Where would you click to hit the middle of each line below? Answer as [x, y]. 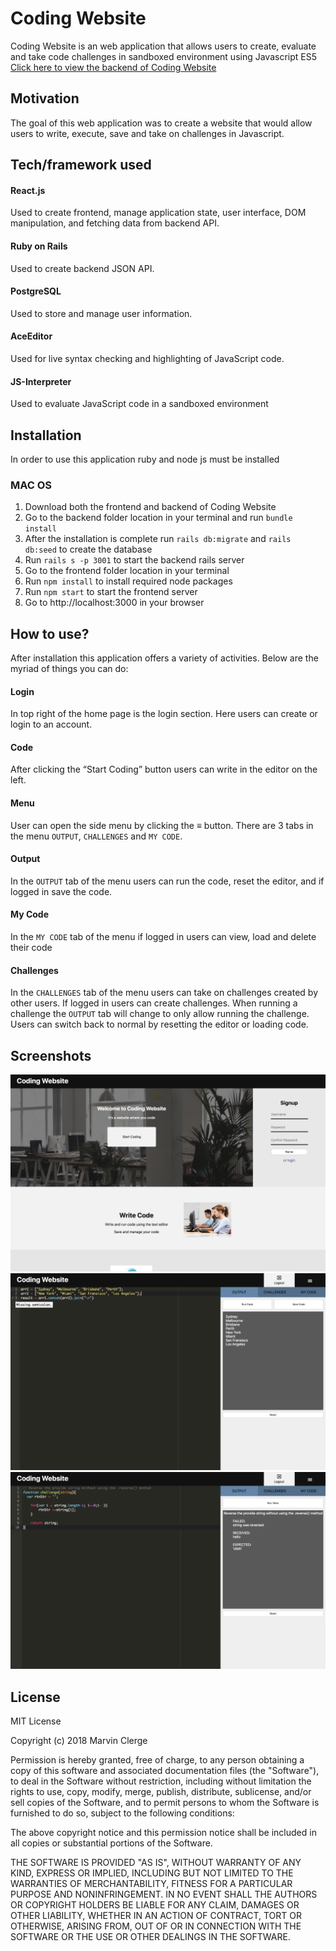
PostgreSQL [36, 291]
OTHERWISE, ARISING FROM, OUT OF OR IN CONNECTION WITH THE [156, 1926]
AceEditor [31, 336]
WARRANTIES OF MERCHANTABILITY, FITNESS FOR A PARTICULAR [151, 1883]
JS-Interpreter [41, 381]
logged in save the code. [61, 891]
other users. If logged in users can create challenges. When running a [154, 1003]
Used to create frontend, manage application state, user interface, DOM [158, 213]
